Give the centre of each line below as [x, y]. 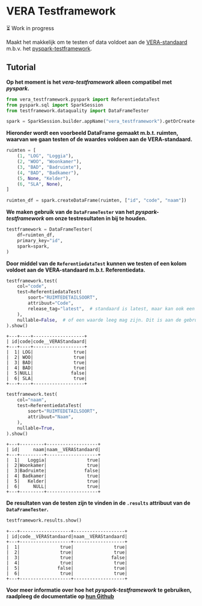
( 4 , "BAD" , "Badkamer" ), [48, 173]
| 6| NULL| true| [54, 487]
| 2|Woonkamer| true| [54, 466]
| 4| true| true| [67, 563]
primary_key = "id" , [40, 240]
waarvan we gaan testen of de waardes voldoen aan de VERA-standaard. [99, 139]
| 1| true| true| [67, 547]
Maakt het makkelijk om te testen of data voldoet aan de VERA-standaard [97, 42]
